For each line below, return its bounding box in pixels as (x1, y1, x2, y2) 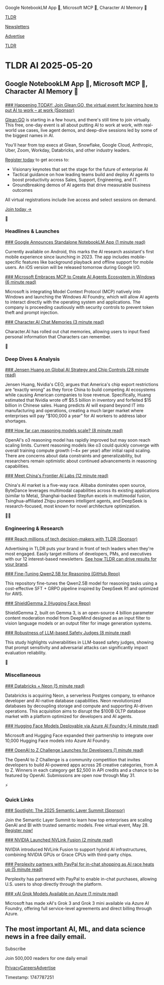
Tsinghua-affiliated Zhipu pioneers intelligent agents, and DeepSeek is (5, 498, 147, 504)
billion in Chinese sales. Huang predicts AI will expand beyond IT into (5, 402, 145, 408)
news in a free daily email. (5, 932, 87, 941)
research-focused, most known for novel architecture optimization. (5, 503, 141, 509)
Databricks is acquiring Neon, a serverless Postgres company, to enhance (5, 692, 155, 698)
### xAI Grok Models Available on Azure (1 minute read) (5, 891, 119, 896)
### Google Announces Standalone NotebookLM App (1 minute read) (5, 239, 146, 245)
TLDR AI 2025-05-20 (5, 60, 93, 71)
